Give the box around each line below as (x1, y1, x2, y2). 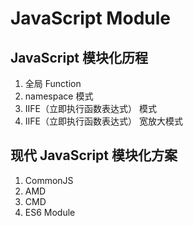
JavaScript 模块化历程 (10, 49, 149, 66)
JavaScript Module (10, 7, 171, 30)
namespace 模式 (24, 90, 94, 102)
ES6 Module (24, 206, 76, 218)
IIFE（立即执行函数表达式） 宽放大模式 (24, 115, 183, 127)
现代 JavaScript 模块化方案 (10, 147, 178, 164)
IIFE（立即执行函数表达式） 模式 (24, 103, 157, 114)
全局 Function (24, 78, 82, 89)
